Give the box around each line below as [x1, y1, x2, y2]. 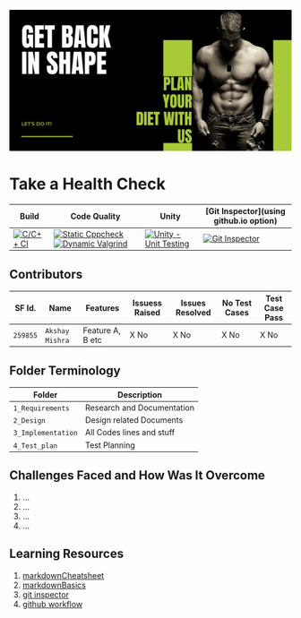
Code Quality [70, 210, 121, 221]
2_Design [13, 416, 47, 425]
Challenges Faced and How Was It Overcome [9, 468, 266, 484]
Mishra [44, 336, 70, 345]
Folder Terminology [9, 363, 121, 378]
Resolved [175, 307, 211, 318]
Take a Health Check [9, 174, 166, 194]
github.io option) [213, 216, 278, 227]
